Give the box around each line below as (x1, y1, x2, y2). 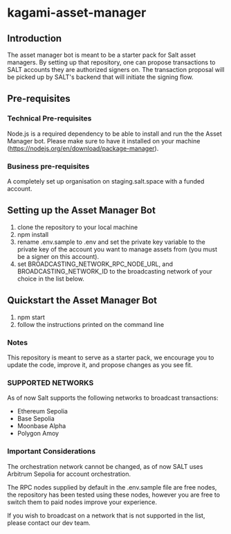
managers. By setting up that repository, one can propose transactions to (7, 58, 216, 66)
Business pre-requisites (7, 161, 90, 171)
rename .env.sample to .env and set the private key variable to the (17, 238, 205, 246)
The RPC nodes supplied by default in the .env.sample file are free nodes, (7, 483, 217, 491)
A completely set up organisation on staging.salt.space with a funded (7, 177, 205, 185)
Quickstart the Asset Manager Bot (7, 294, 158, 306)
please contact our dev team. (7, 518, 91, 527)
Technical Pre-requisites (7, 114, 92, 123)
